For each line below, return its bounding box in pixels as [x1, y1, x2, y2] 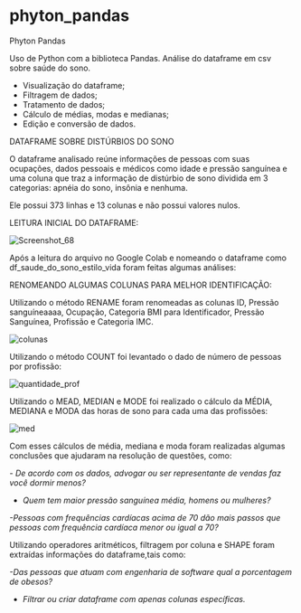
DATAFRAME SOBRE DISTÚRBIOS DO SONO [9, 136, 174, 146]
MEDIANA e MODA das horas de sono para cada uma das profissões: [9, 405, 268, 416]
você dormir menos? [9, 476, 86, 488]
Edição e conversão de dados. [22, 118, 136, 129]
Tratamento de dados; [22, 99, 106, 109]
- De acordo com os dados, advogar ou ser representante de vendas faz [9, 467, 282, 478]
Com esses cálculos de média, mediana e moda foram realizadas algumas [9, 440, 286, 451]
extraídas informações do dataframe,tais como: [9, 549, 186, 560]
